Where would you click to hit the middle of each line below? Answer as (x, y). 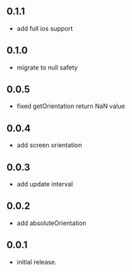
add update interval (45, 184)
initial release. (37, 261)
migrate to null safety (47, 67)
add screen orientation (49, 145)
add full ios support (45, 28)
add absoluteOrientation (51, 223)
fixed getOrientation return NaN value (71, 106)
